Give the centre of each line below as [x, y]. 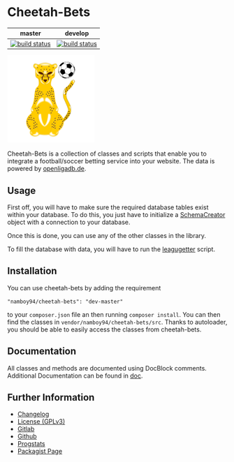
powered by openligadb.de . [47, 169]
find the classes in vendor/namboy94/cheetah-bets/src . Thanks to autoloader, [117, 322]
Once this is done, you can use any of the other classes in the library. [107, 236]
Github [27, 436]
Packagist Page [40, 452]
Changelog [33, 414]
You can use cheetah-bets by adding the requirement [84, 288]
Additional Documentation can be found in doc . [75, 375]
